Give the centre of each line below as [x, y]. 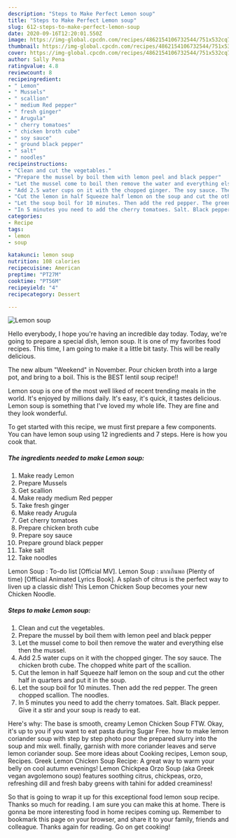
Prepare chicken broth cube [58, 528]
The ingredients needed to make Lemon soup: [76, 458]
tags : [16, 229]
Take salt [31, 550]
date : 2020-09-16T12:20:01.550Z [55, 33]
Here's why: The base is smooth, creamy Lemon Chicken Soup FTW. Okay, [116, 724]
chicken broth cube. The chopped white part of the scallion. [104, 665]
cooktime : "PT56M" [35, 281]
